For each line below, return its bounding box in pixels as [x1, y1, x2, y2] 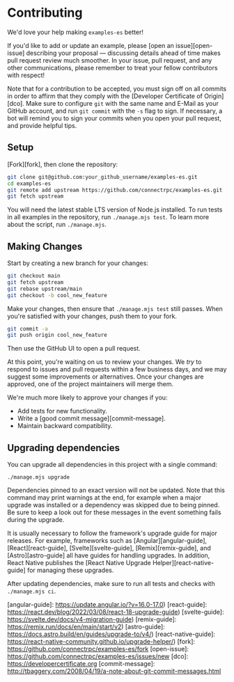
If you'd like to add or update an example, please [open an [7, 41, 174, 49]
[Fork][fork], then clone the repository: [7, 160, 118, 168]
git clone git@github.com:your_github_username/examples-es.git [7, 173, 198, 180]
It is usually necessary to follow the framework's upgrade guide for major [7, 529, 217, 537]
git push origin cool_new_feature [7, 332, 108, 339]
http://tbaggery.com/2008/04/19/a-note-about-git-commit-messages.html [7, 667, 221, 676]
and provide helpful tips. [7, 121, 77, 129]
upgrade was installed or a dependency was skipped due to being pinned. [7, 501, 220, 509]
